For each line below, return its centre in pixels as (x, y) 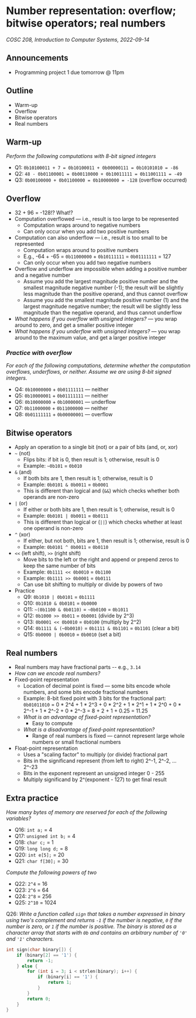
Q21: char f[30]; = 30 (42, 861)
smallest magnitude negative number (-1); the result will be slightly (103, 288)
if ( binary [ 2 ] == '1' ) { (47, 955)
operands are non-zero (51, 497)
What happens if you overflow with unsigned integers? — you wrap (96, 319)
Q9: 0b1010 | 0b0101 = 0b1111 (59, 597)
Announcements (37, 58)
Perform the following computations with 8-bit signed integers (81, 156)
